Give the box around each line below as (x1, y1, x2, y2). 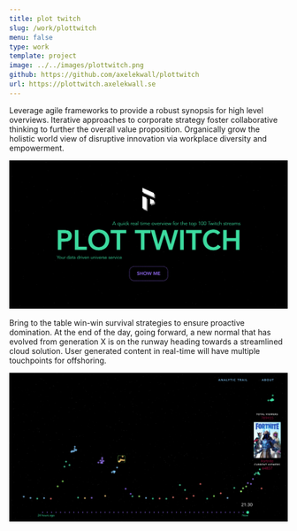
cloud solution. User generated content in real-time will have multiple (9, 345, 261, 356)
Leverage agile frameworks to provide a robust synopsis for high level (9, 104, 263, 115)
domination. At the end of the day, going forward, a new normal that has (9, 327, 271, 337)
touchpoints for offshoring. (9, 355, 107, 366)
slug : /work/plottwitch (9, 23, 97, 33)
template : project (9, 51, 77, 61)
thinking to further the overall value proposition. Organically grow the (9, 124, 261, 135)
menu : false (9, 33, 53, 42)
